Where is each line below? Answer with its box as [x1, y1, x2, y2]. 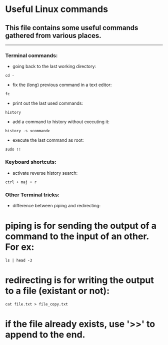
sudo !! [5, 147, 21, 152]
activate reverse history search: [12, 170, 78, 176]
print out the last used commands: [12, 100, 83, 106]
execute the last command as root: [12, 137, 84, 143]
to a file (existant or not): [5, 285, 110, 296]
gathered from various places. [5, 31, 101, 40]
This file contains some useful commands [5, 24, 138, 32]
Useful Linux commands [5, 4, 108, 15]
